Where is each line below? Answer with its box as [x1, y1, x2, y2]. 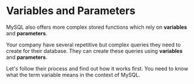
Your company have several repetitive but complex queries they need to [6, 41, 181, 48]
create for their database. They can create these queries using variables [6, 47, 183, 54]
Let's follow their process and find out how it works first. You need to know [6, 65, 189, 72]
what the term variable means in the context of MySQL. [6, 71, 140, 78]
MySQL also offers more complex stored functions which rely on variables [6, 23, 188, 31]
